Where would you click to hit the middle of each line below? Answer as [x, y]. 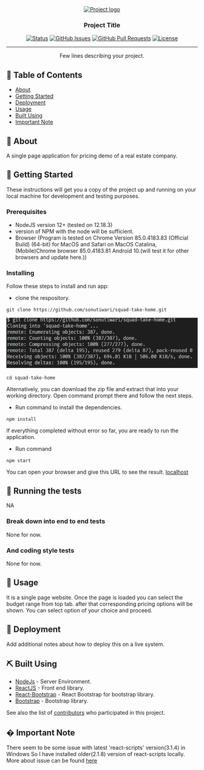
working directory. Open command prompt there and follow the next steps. [100, 395]
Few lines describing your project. [102, 56]
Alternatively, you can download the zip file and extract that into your [93, 389]
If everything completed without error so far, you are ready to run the [93, 430]
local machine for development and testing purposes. [73, 196]
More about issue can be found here [52, 761]
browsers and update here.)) [51, 257]
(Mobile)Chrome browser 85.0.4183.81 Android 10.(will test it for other [102, 251]
